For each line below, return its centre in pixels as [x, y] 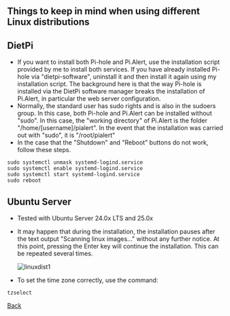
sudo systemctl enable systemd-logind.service [75, 169]
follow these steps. [44, 150]
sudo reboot [24, 181]
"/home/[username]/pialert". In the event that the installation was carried [120, 128]
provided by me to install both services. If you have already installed [114, 70]
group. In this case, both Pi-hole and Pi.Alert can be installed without [114, 114]
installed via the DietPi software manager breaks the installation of [111, 92]
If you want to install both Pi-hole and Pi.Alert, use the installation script [118, 62]
